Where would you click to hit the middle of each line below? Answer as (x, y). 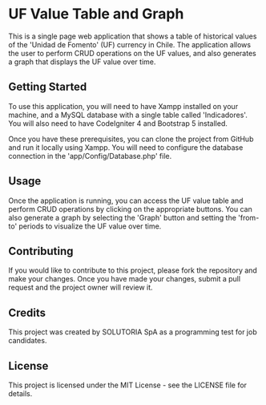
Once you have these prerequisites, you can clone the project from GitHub (131, 139)
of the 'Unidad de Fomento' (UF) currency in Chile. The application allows (129, 44)
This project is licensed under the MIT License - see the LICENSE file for (127, 385)
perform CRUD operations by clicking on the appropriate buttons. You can (130, 209)
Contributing (41, 251)
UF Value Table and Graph (96, 14)
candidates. (28, 341)
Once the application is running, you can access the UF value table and (126, 200)
